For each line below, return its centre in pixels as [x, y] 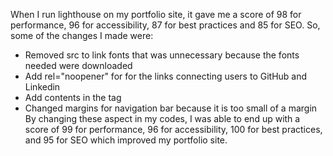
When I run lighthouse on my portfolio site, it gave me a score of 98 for [156, 14]
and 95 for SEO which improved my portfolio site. [126, 140]
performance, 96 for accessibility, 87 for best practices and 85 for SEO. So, [165, 25]
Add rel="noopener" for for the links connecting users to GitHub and [166, 76]
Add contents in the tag [73, 97]
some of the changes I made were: [82, 35]
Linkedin [42, 87]
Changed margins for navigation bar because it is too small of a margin [171, 108]
